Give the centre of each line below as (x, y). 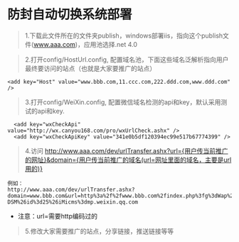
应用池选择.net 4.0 (110, 44)
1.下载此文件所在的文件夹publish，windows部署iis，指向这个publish (124, 35)
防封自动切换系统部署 (70, 15)
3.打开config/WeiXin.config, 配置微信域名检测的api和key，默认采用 (123, 102)
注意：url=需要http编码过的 (58, 216)
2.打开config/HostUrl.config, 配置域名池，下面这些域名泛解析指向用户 (127, 59)
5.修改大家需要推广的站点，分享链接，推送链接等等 (99, 231)
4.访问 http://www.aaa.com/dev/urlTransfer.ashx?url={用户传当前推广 (127, 150)
